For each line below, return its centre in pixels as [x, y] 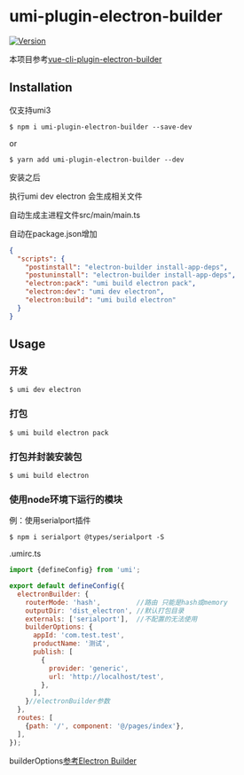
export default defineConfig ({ [67, 586]
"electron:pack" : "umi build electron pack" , [111, 284]
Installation [41, 87]
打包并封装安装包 [46, 457]
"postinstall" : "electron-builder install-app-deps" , [126, 267]
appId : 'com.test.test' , [79, 636]
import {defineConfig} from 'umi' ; [75, 570]
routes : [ [35, 718]
